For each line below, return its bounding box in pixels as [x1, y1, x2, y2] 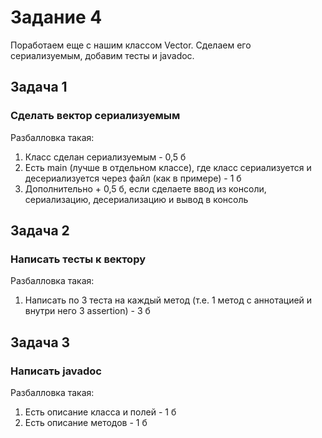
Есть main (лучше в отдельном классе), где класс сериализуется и [24, 161, 312, 173]
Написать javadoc [10, 364, 102, 378]
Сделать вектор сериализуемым [10, 109, 181, 123]
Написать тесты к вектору [10, 252, 146, 266]
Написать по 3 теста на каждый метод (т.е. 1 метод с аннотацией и [24, 294, 313, 306]
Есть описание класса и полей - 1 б [24, 406, 177, 418]
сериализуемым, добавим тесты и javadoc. [10, 49, 195, 61]
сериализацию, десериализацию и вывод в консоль [24, 193, 249, 205]
